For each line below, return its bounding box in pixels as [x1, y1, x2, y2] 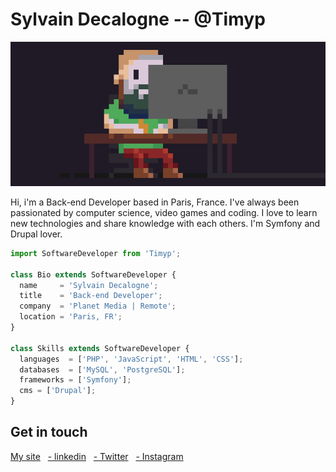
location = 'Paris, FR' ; [19, 312, 123, 322]
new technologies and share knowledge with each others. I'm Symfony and [10, 217, 321, 229]
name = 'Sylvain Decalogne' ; [19, 280, 159, 290]
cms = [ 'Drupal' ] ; [19, 386, 97, 396]
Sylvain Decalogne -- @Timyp [10, 8, 266, 31]
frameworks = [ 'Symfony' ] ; [19, 375, 132, 385]
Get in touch [10, 424, 88, 441]
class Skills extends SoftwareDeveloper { [10, 343, 190, 353]
